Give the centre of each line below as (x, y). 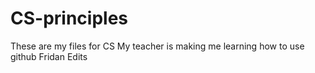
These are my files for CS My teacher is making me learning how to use (157, 46)
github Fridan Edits (49, 56)
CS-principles (69, 18)
